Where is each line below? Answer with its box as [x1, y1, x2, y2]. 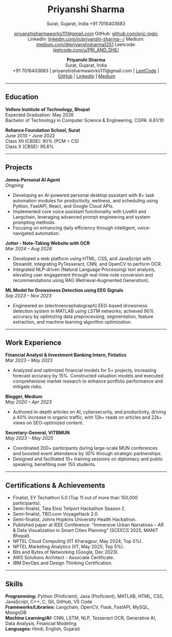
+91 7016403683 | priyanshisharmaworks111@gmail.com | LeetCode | [12, 68, 160, 74]
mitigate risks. [12, 384, 42, 390]
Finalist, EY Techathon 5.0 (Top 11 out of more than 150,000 [12, 495, 138, 501]
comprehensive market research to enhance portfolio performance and [12, 378, 163, 385]
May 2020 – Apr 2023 [5, 399, 52, 405]
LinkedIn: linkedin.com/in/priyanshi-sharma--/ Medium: [27, 36, 145, 42]
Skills [5, 580, 23, 588]
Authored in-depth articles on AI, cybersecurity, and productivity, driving [12, 409, 166, 415]
